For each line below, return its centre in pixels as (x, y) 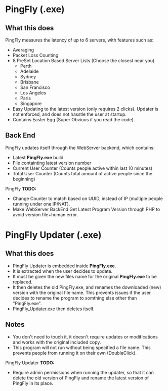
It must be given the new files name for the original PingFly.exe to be (85, 276)
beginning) (24, 179)
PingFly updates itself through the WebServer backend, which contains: (80, 148)
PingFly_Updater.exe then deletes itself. (53, 309)
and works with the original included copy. (57, 342)
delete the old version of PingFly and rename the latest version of (81, 378)
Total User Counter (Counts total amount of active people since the (82, 173)
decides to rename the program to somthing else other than (75, 298)
